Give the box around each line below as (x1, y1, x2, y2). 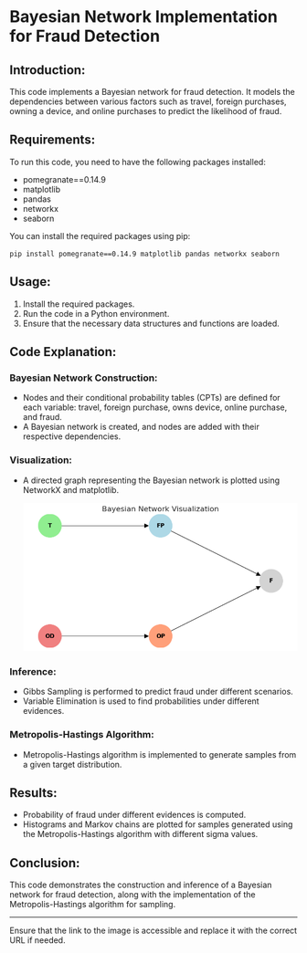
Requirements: (9, 132, 96, 148)
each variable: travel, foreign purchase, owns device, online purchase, (22, 402, 288, 413)
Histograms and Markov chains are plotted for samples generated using (22, 819, 293, 830)
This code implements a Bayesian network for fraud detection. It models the (9, 87, 295, 97)
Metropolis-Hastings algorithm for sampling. (9, 899, 176, 910)
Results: (9, 785, 58, 801)
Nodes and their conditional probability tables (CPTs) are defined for (22, 393, 281, 403)
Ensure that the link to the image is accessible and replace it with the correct (9, 925, 298, 937)
